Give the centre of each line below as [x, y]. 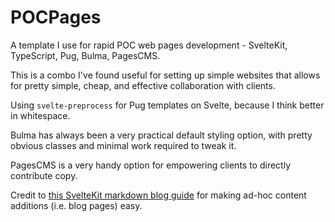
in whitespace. [40, 115]
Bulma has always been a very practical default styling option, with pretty [161, 135]
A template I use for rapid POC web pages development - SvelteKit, [149, 45]
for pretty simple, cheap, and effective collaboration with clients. [143, 85]
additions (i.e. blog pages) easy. [76, 205]
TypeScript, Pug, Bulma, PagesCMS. [85, 55]
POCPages [56, 17]
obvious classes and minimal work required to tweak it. [123, 145]
